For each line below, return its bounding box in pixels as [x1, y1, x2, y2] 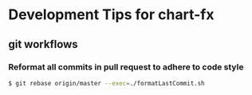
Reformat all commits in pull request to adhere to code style [8, 61, 244, 73]
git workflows [8, 38, 78, 51]
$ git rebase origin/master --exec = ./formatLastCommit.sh [8, 79, 205, 87]
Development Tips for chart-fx [8, 6, 215, 24]
